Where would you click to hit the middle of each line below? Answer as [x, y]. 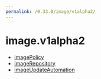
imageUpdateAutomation [44, 70]
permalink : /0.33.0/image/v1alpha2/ [50, 11]
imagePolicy [29, 57]
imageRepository [35, 63]
